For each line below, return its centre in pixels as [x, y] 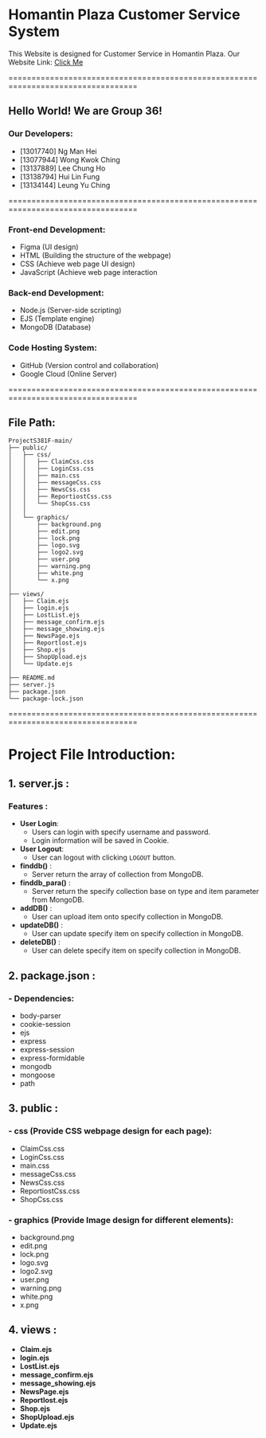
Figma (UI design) [49, 247]
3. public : [33, 1109]
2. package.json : [52, 976]
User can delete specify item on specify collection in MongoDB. [136, 950]
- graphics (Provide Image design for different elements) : [121, 1220]
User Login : [39, 824]
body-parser [40, 1015]
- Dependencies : [41, 998]
